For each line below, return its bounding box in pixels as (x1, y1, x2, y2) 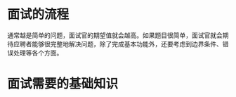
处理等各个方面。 (13, 48, 63, 57)
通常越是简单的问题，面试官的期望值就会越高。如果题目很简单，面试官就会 (7, 31, 223, 39)
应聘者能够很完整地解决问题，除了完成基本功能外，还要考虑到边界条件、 (13, 39, 223, 48)
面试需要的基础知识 (7, 76, 119, 92)
